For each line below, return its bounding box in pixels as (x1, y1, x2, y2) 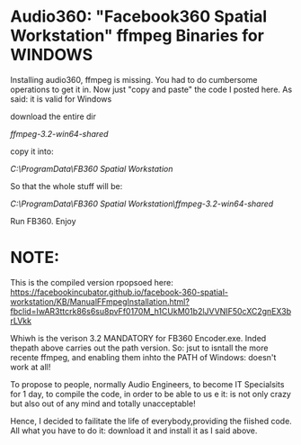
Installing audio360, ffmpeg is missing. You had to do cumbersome (10, 74, 259, 85)
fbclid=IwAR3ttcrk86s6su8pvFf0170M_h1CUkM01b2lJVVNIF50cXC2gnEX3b (10, 305, 291, 316)
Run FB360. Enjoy (10, 215, 76, 226)
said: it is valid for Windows (10, 93, 112, 104)
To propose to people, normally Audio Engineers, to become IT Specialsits (10, 378, 285, 389)
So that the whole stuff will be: (10, 180, 123, 191)
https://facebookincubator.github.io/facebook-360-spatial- (10, 286, 228, 297)
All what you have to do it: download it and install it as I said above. (10, 425, 258, 436)
